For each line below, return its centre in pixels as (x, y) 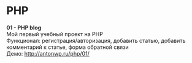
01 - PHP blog (24, 28)
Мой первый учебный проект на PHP (55, 34)
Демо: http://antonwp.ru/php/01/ (48, 53)
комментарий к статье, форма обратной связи (67, 47)
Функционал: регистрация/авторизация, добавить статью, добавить (96, 40)
